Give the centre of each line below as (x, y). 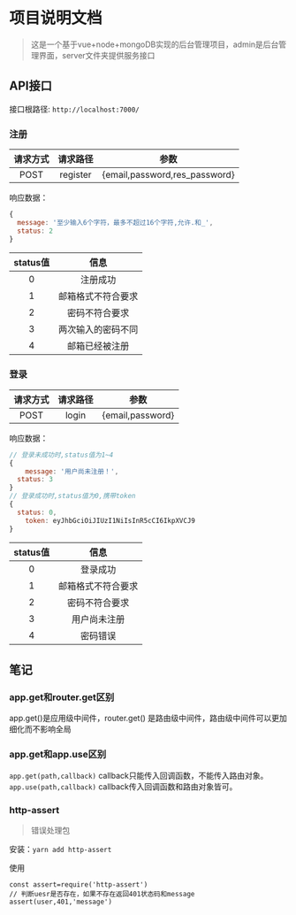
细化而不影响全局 (40, 729)
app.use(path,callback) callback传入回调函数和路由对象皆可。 (123, 786)
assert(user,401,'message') (61, 902)
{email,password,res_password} (169, 175)
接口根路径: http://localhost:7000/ (74, 109)
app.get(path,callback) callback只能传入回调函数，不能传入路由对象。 (139, 775)
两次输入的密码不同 (98, 329)
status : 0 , (37, 512)
